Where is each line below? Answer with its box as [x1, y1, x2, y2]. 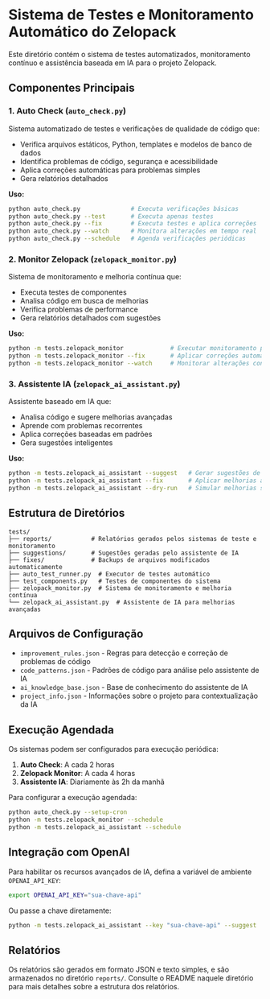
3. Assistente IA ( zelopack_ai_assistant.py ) [8, 378, 181, 390]
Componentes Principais [8, 81, 135, 95]
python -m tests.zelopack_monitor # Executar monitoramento [8, 345, 257, 353]
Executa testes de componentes [19, 287, 127, 297]
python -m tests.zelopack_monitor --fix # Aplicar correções [8, 352, 239, 360]
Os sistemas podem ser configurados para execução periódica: [8, 745, 219, 754]
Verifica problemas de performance [19, 304, 138, 315]
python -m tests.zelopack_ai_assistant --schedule [8, 824, 182, 832]
